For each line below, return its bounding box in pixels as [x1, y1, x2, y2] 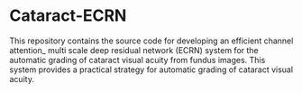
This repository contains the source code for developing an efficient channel [9, 35, 294, 46]
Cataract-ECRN [9, 5, 127, 26]
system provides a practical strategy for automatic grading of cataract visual [9, 64, 294, 75]
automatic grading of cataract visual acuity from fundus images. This [9, 54, 266, 65]
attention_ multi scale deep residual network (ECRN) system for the [9, 44, 259, 55]
